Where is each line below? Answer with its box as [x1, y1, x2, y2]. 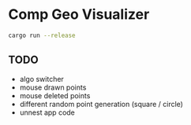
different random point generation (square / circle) [19, 99, 184, 108]
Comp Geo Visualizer [8, 6, 150, 24]
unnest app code [19, 108, 75, 117]
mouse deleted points [19, 90, 91, 100]
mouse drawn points [19, 83, 87, 92]
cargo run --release [8, 31, 77, 39]
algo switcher [19, 74, 65, 83]
